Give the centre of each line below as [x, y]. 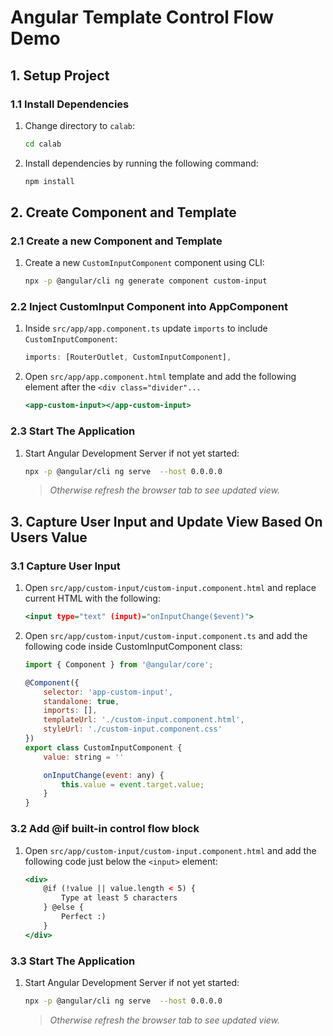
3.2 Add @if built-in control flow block [105, 829]
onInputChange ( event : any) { [104, 775]
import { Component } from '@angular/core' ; [119, 664]
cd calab [43, 144]
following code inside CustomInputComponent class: [133, 646]
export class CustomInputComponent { [103, 747]
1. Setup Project [60, 75]
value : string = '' [84, 757]
